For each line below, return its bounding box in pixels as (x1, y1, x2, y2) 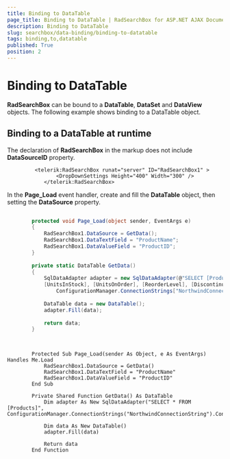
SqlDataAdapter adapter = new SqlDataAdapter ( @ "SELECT (43, 275, 204, 282)
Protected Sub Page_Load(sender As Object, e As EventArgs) (31, 351, 207, 357)
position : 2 (7, 49, 41, 56)
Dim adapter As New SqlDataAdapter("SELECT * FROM (43, 399, 192, 405)
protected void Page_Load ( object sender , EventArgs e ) (31, 217, 192, 224)
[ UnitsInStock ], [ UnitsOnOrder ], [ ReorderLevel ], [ (43, 281, 194, 288)
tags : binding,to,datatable (7, 36, 88, 43)
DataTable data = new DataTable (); (43, 300, 146, 307)
